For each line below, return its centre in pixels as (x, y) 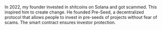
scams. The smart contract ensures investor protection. (60, 22)
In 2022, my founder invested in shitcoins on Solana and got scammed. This (81, 7)
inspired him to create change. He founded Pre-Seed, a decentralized (74, 12)
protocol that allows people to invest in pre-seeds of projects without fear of (81, 17)
